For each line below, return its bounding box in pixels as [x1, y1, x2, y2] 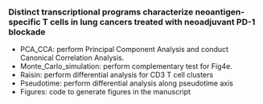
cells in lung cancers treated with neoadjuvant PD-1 [49, 16, 256, 27]
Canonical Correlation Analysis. [19, 53, 125, 62]
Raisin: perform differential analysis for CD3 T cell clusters [19, 70, 214, 80]
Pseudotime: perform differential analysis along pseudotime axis [19, 78, 234, 88]
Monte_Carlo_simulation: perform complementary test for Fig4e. [19, 62, 233, 71]
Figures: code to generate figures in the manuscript [19, 87, 191, 97]
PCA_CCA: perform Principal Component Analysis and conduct [19, 45, 229, 54]
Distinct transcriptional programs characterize [8, 6, 194, 18]
